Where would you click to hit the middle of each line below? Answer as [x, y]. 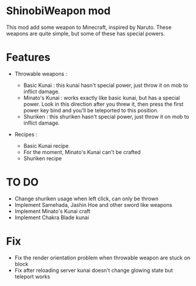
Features [28, 58]
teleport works [32, 277]
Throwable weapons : [41, 74]
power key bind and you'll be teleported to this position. [91, 110]
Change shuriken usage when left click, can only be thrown [87, 199]
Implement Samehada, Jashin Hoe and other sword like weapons [93, 204]
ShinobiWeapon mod [58, 11]
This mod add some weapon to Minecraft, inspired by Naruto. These [89, 27]
